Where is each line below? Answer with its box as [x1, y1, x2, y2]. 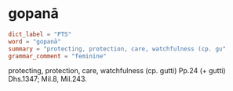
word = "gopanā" [8, 37, 61, 45]
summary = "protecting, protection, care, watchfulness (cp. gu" [8, 44, 226, 53]
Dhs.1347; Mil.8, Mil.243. [8, 75, 88, 84]
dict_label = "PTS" [8, 30, 72, 38]
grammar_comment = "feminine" [8, 52, 107, 60]
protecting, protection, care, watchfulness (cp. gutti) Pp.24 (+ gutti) [8, 66, 226, 75]
